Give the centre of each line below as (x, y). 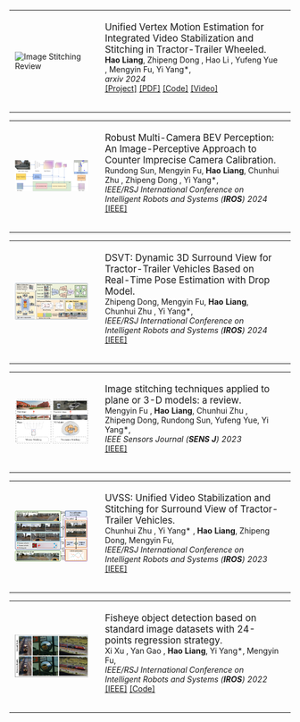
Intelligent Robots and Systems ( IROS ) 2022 (186, 679)
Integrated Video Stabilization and (179, 38)
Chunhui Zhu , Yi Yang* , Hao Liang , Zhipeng (187, 531)
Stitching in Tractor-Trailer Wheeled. (186, 50)
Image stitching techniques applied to (187, 389)
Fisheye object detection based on (181, 618)
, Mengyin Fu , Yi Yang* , (148, 69)
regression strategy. (179, 640)
